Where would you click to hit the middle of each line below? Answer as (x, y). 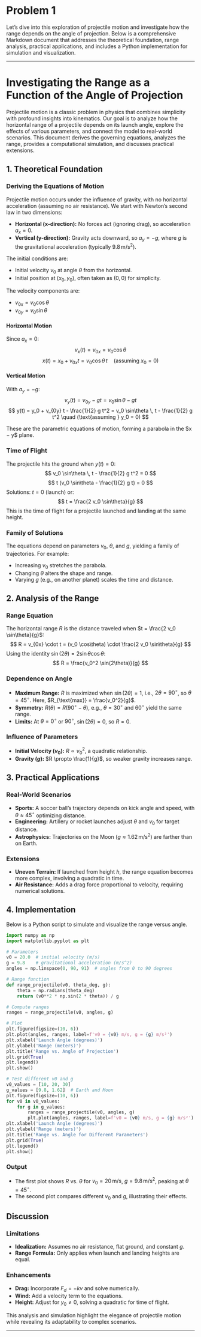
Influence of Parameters (42, 737)
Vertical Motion (26, 376)
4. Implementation (41, 910)
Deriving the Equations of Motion (55, 186)
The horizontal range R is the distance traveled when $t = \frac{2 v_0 (91, 629)
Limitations (23, 1234)
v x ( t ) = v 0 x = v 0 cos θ (100, 350)
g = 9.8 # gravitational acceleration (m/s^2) (69, 963)
